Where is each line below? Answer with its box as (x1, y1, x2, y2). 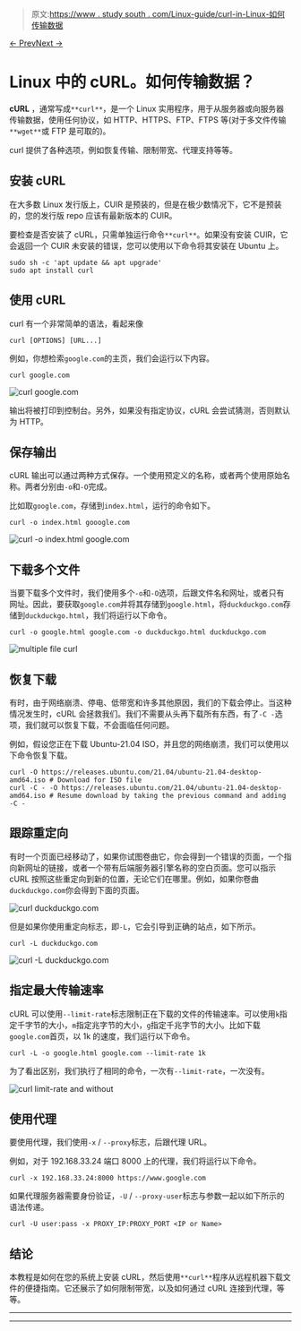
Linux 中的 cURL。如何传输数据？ (9, 72, 255, 92)
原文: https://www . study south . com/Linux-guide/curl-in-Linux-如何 (30, 9, 285, 19)
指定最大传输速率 (9, 983, 104, 998)
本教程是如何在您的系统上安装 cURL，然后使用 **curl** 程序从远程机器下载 (9, 1272, 284, 1283)
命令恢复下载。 (16, 750, 73, 760)
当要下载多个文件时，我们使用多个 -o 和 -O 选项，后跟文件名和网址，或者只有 (9, 588, 285, 598)
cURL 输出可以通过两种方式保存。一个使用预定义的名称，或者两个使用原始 (9, 470, 283, 481)
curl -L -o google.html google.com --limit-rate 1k (9, 1048, 206, 1058)
